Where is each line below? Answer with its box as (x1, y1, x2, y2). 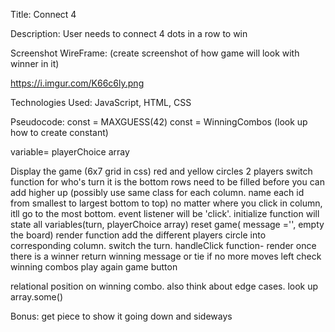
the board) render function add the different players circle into (10, 229, 267, 241)
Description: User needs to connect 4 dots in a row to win (10, 28, 248, 39)
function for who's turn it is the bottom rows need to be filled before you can (10, 176, 325, 188)
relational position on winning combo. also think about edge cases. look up (10, 280, 319, 292)
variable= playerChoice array (10, 146, 130, 158)
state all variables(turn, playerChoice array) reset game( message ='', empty (10, 219, 325, 230)
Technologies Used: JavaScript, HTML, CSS (10, 97, 192, 108)
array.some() (10, 291, 63, 303)
